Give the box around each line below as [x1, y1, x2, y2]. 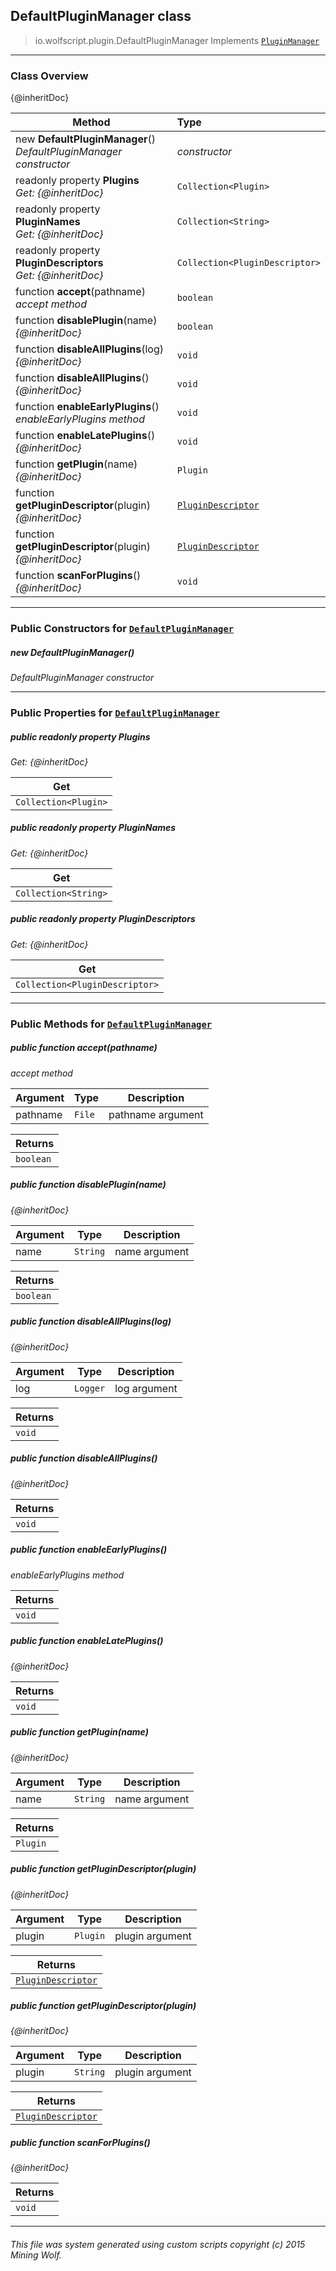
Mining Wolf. [10, 2249, 62, 2261]
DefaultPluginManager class [10, 8, 192, 25]
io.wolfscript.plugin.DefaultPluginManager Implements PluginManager [34, 34, 320, 46]
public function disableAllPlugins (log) [10, 1315, 172, 1328]
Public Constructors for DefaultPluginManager [10, 622, 235, 636]
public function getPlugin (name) [10, 1726, 149, 1738]
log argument [114, 1381, 178, 1395]
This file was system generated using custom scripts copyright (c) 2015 [10, 2239, 306, 2251]
